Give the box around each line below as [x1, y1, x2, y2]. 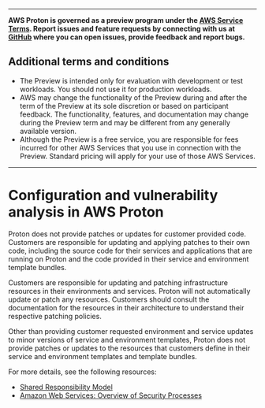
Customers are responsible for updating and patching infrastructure [8, 277, 229, 287]
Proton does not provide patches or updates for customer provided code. [8, 229, 247, 239]
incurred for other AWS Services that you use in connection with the [19, 143, 242, 152]
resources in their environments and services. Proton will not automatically [8, 286, 251, 295]
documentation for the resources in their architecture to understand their [8, 302, 244, 312]
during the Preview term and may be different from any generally [19, 117, 231, 127]
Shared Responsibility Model [19, 382, 113, 391]
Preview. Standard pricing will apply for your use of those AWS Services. [19, 151, 256, 161]
